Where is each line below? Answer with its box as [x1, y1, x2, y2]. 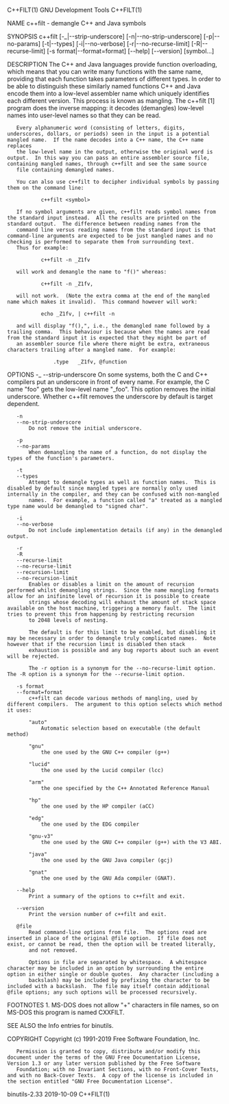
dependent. [7, 400, 40, 407]
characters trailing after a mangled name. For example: [7, 346, 176, 353]
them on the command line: [7, 184, 84, 191]
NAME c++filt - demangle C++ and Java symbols [7, 19, 146, 27]
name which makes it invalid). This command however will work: [7, 298, 197, 305]
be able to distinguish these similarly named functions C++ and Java [7, 82, 201, 90]
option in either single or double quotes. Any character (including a [7, 971, 219, 978]
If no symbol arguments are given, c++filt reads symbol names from [16, 208, 216, 215]
